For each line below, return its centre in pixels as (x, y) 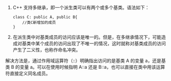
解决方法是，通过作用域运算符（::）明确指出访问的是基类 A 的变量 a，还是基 (85, 61)
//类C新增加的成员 (39, 22)
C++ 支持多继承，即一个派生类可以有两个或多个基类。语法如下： (81, 7)
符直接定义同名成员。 (28, 73)
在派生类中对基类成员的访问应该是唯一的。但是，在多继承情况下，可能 (87, 37)
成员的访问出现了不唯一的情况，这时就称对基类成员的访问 (105, 43)
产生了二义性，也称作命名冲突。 (46, 50)
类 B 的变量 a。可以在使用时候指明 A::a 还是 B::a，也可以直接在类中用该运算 (85, 67)
